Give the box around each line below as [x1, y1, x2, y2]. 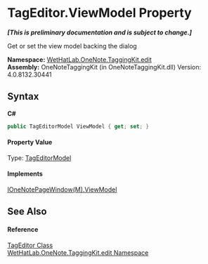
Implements [7, 170, 44, 178]
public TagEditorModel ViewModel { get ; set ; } [7, 123, 150, 130]
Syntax [7, 91, 39, 103]
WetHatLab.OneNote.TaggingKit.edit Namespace [7, 248, 149, 257]
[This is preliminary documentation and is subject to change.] [7, 28, 192, 37]
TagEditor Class [7, 241, 53, 249]
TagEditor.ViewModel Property [7, 5, 192, 21]
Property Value [7, 138, 53, 147]
